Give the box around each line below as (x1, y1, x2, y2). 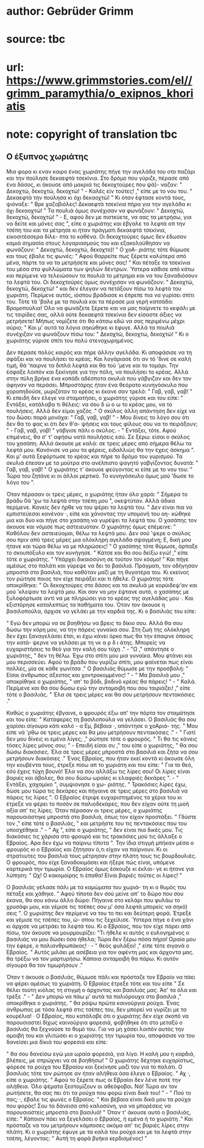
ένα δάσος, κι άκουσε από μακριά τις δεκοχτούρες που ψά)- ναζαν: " (6, 180, 183, 188)
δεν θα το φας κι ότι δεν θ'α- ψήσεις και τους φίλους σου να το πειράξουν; (6, 420, 198, 428)
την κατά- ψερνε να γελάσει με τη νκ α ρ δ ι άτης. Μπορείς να (6, 639, 166, 646)
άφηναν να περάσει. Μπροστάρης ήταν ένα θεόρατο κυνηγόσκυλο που (6, 381, 188, 388)
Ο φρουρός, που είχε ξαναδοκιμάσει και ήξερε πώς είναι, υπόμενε (6, 858, 175, 866)
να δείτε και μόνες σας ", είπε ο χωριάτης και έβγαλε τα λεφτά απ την (6, 220, 186, 227)
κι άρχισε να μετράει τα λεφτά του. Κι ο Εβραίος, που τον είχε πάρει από (6, 922, 191, 930)
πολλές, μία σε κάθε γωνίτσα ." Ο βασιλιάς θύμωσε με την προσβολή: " (6, 665, 189, 672)
